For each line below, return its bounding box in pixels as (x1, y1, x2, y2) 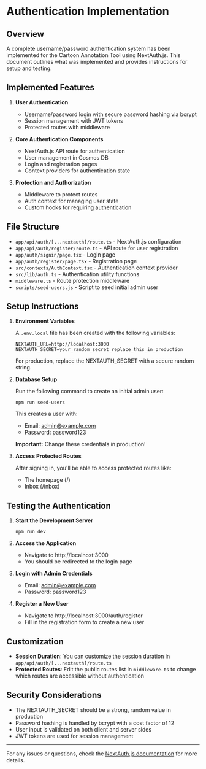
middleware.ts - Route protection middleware (15, 277, 130, 284)
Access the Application (15, 539, 77, 547)
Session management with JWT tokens (24, 117, 124, 124)
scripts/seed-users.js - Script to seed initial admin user (15, 284, 158, 291)
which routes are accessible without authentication (15, 672, 144, 679)
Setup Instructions (6, 301, 79, 312)
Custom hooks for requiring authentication (24, 204, 132, 211)
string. (15, 364, 32, 371)
